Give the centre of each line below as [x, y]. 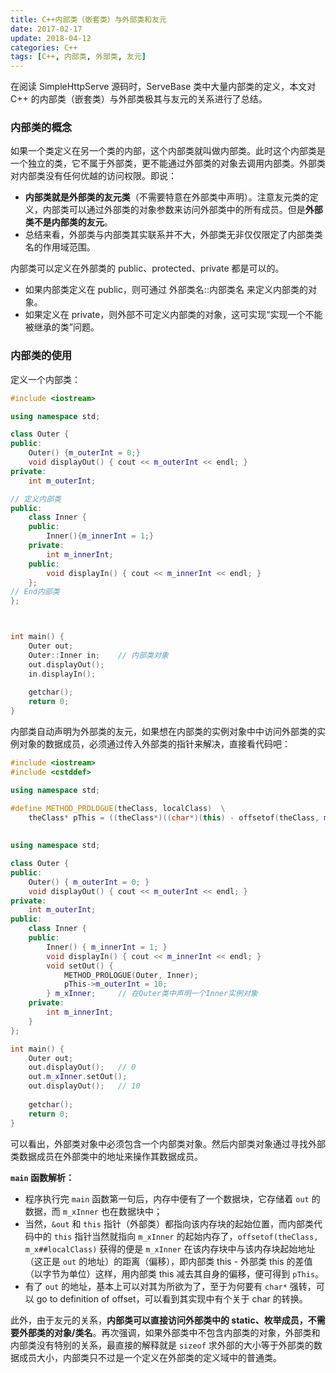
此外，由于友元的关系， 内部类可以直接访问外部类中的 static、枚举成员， [159, 1320]
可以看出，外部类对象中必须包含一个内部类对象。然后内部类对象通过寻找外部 [168, 1143]
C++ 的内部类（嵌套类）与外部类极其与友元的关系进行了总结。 [139, 99]
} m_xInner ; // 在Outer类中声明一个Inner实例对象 [152, 994]
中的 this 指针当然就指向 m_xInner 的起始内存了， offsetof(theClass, [176, 1236]
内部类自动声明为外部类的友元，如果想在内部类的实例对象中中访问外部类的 [163, 732]
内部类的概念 [41, 128]
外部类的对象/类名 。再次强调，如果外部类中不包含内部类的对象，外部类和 [169, 1332]
